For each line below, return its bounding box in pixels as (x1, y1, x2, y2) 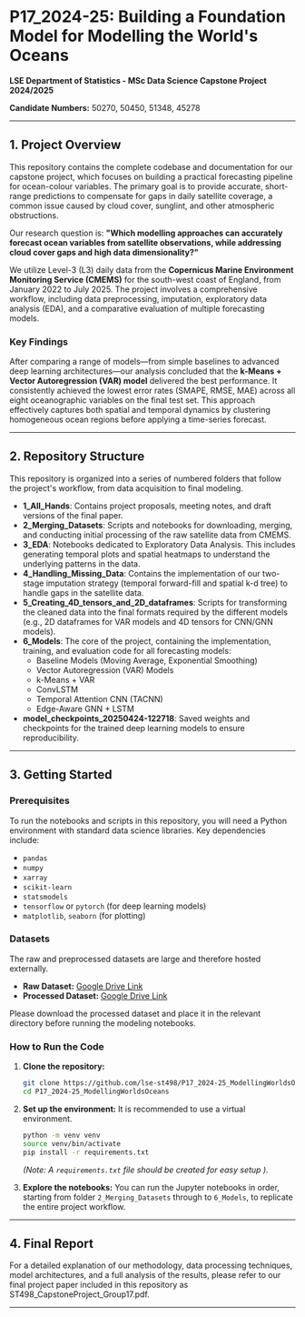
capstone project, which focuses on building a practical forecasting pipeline (9, 171, 293, 182)
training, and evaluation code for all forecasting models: (22, 645, 231, 656)
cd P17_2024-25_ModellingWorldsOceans (22, 1087, 170, 1097)
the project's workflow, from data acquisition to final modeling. (9, 482, 243, 493)
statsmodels (22, 892, 68, 901)
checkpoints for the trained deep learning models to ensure (22, 722, 245, 733)
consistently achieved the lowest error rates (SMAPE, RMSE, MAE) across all (9, 385, 296, 397)
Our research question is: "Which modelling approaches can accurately (9, 227, 283, 238)
